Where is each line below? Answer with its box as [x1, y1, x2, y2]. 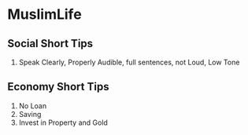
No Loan [18, 100, 47, 111]
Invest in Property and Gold [18, 118, 108, 127]
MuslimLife [7, 5, 82, 24]
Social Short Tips [7, 37, 94, 50]
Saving [18, 109, 42, 119]
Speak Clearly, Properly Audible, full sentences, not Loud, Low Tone [18, 57, 240, 67]
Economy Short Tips [7, 80, 109, 93]
